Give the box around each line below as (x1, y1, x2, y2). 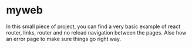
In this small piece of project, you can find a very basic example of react (6, 23, 181, 30)
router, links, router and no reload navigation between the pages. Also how (6, 29, 187, 36)
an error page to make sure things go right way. (6, 35, 122, 42)
